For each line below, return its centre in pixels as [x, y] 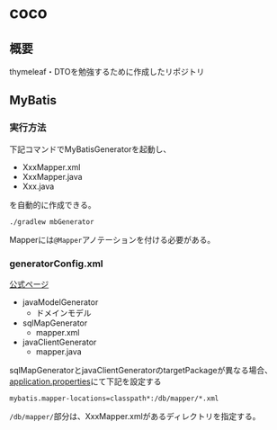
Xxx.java [38, 186]
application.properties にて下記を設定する [85, 381]
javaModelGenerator [60, 302]
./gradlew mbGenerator [52, 222]
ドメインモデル [63, 312]
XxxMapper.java [52, 176]
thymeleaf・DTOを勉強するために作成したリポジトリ [107, 72]
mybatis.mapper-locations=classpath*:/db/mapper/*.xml [114, 399]
